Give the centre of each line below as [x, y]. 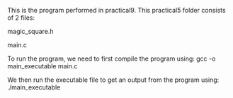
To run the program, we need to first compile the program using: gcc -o [112, 59]
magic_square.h [31, 31]
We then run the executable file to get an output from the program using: [113, 80]
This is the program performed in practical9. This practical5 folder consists [116, 10]
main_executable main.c [42, 66]
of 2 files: [21, 18]
